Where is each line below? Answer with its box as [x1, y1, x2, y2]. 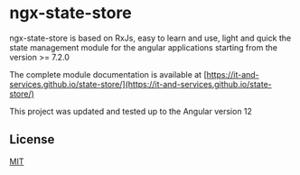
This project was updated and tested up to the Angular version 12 [9, 106, 253, 116]
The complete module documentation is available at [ [9, 69, 207, 79]
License [9, 132, 55, 147]
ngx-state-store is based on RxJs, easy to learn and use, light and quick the [9, 32, 292, 43]
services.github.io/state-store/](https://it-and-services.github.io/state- [9, 78, 273, 89]
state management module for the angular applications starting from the [9, 41, 278, 52]
